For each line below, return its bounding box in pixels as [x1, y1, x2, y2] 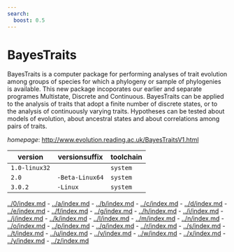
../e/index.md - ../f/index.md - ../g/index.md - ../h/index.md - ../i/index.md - [7, 207, 224, 216]
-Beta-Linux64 [57, 174, 104, 182]
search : [7, 10, 30, 17]
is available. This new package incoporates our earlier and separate [7, 85, 203, 93]
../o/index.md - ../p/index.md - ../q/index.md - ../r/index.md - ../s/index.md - [7, 222, 226, 230]
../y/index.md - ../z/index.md [7, 237, 89, 245]
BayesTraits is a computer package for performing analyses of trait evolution [7, 70, 228, 78]
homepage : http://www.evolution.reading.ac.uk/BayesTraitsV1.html [7, 136, 199, 144]
